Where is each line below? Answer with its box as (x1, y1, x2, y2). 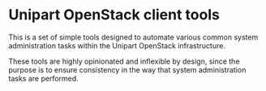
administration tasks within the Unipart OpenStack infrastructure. (8, 40, 225, 50)
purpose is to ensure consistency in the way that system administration (8, 64, 247, 74)
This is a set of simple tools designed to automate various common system (8, 32, 259, 42)
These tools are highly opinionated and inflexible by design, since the (8, 56, 240, 66)
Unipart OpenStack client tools (8, 6, 221, 24)
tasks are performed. (8, 73, 79, 83)
